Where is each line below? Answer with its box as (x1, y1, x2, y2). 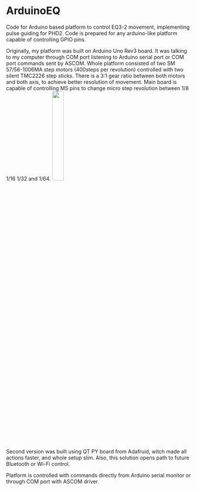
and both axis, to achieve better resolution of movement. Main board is (6, 78, 177, 86)
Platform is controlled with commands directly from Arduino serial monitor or (6, 472, 191, 479)
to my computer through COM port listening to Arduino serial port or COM (6, 53, 185, 60)
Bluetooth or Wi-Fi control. (6, 460, 70, 467)
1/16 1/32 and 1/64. (6, 175, 51, 182)
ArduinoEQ (6, 4, 60, 18)
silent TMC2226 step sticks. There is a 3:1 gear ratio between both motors (6, 72, 186, 79)
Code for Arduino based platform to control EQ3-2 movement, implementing (6, 23, 190, 30)
